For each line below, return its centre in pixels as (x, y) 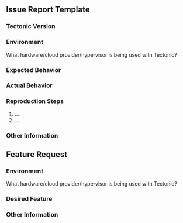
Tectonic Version (31, 26)
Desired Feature (29, 199)
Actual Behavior (29, 85)
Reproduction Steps (35, 101)
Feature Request (37, 155)
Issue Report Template (48, 10)
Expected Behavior (34, 70)
